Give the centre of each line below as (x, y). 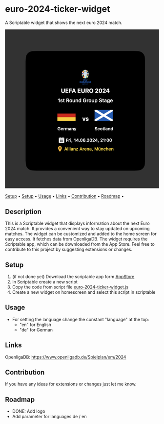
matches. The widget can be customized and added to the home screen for (81, 234)
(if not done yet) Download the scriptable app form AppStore (73, 277)
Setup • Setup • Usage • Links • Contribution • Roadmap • (65, 196)
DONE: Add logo (29, 411)
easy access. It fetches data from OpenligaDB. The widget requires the (76, 239)
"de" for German (36, 330)
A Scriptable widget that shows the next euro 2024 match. (64, 23)
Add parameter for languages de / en (49, 417)
